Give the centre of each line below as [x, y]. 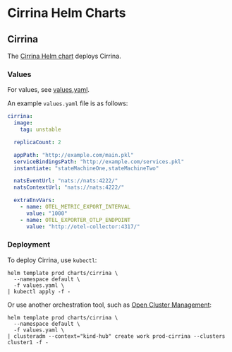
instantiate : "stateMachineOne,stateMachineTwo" [86, 168]
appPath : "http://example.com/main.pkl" [74, 155]
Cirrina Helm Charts [67, 13]
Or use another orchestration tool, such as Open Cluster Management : [110, 305]
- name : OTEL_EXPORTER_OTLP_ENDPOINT [75, 220]
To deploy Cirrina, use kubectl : [52, 260]
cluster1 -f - [28, 342]
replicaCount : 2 [37, 142]
